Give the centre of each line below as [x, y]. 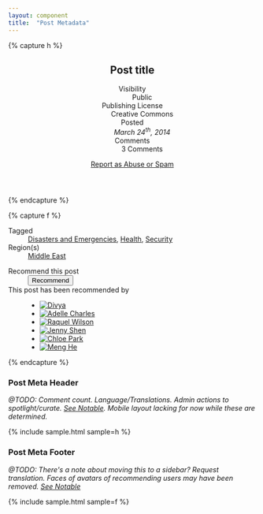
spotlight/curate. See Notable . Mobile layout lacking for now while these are [132, 408]
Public [142, 97]
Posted [132, 122]
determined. [28, 417]
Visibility [132, 89]
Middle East [47, 255]
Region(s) [24, 247]
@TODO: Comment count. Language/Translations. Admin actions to [119, 400]
